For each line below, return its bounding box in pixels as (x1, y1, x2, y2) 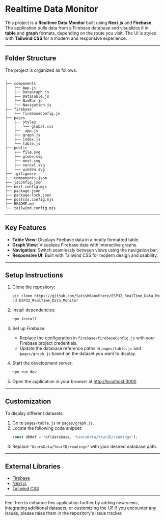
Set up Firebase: (12, 326, 46, 331)
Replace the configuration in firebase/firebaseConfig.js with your (19, 335, 156, 341)
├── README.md (5, 201, 34, 206)
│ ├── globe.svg (5, 154, 43, 159)
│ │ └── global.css (5, 124, 54, 129)
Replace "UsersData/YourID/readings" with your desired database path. (12, 443, 157, 449)
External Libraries (5, 462, 60, 470)
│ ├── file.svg (5, 150, 41, 155)
